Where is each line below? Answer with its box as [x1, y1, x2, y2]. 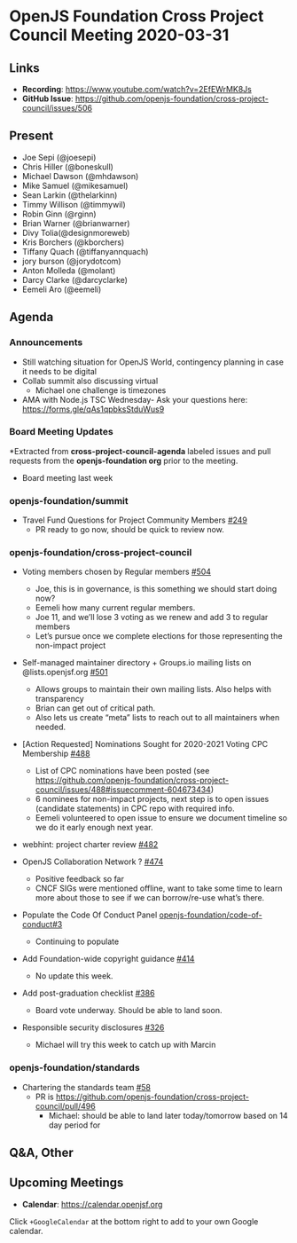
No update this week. [35, 971, 113, 981]
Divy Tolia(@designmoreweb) [21, 227, 130, 238]
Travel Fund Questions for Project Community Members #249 [21, 515, 248, 525]
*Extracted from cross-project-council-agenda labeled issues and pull [9, 445, 271, 456]
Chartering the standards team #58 [21, 1082, 151, 1092]
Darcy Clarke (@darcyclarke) [21, 274, 129, 285]
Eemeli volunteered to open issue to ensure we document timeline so [35, 813, 288, 823]
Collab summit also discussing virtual [21, 375, 159, 386]
